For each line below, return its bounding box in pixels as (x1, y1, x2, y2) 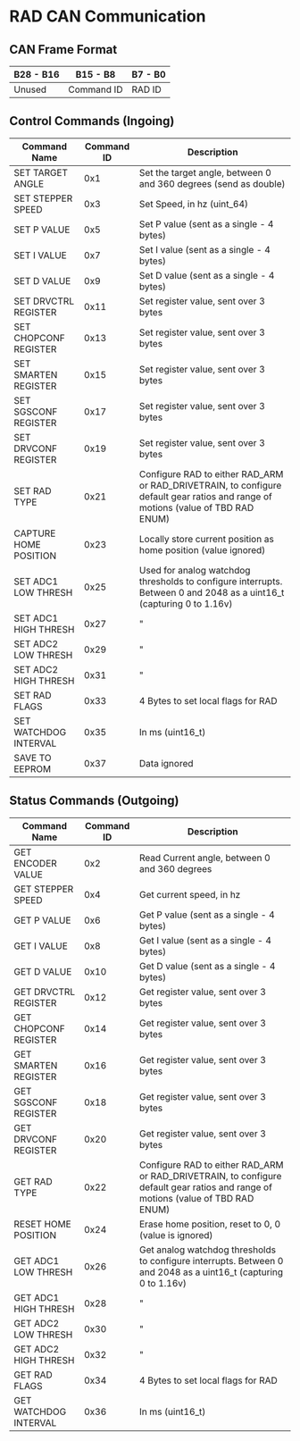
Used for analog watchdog (138, 564, 251, 576)
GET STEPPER (13, 883, 74, 895)
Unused (13, 83, 47, 96)
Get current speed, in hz (138, 888, 241, 901)
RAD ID (131, 83, 162, 96)
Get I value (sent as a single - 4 (138, 934, 272, 946)
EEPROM (13, 762, 52, 775)
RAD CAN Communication (9, 6, 206, 27)
